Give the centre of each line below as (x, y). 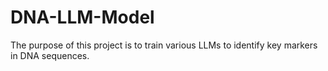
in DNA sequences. (50, 55)
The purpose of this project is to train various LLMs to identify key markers (164, 45)
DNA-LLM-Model (82, 17)
